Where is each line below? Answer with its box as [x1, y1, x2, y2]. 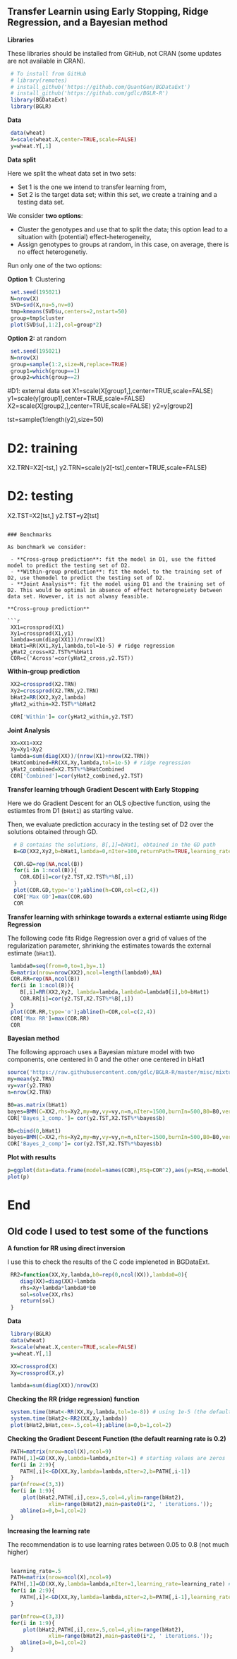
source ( [7, 1069, 30, 1076]
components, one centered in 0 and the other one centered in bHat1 [7, 1055, 205, 1064]
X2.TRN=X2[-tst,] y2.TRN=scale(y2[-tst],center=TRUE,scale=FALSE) [7, 464, 207, 472]
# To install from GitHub [10, 70, 87, 77]
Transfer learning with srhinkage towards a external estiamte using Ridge [7, 912, 228, 921]
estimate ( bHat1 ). [7, 948, 56, 957]
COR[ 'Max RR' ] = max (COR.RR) [10, 1015, 90, 1022]
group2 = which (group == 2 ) [10, 374, 80, 381]
